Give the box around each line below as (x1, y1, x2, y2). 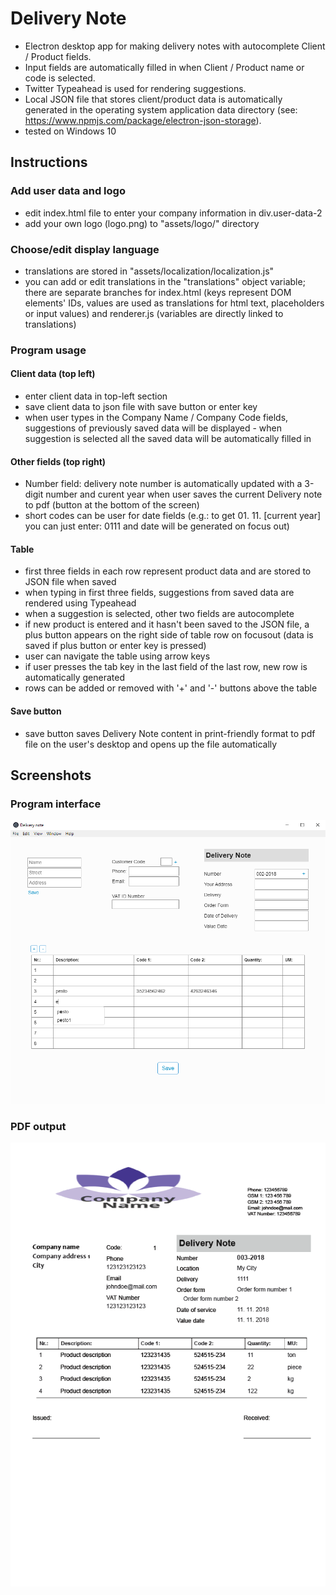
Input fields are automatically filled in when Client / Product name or (24, 61, 305, 73)
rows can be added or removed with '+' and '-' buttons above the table (24, 682, 318, 694)
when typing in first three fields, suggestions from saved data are (24, 587, 295, 599)
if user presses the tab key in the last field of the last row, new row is (24, 661, 308, 673)
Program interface (10, 797, 102, 811)
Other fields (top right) (10, 455, 107, 467)
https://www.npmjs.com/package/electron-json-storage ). (24, 114, 262, 126)
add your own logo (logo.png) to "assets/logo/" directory (24, 217, 260, 229)
